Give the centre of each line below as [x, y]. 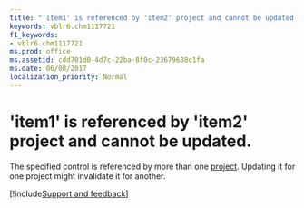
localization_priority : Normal [69, 77]
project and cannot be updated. [131, 141]
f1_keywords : [34, 35]
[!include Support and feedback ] [69, 193]
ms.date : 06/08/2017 [49, 69]
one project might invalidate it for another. [88, 176]
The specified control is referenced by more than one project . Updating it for [152, 166]
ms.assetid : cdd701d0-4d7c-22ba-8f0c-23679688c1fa [107, 60]
